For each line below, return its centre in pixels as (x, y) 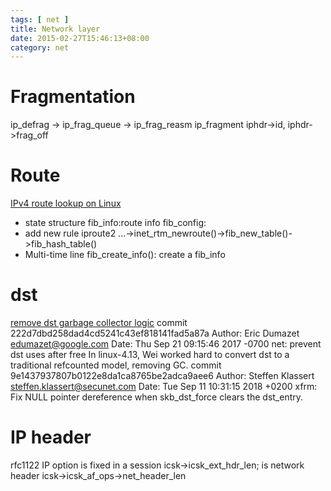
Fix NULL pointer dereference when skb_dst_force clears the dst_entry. (157, 397)
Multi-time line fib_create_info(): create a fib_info (125, 255)
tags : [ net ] (40, 19)
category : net (40, 47)
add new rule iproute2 (70, 233)
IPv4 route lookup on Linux (66, 203)
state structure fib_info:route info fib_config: (115, 223)
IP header (51, 437)
